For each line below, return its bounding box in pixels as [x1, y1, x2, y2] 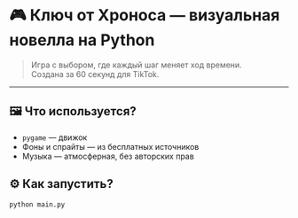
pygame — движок [21, 132, 88, 143]
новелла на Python [9, 30, 155, 51]
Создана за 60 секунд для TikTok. [30, 68, 160, 79]
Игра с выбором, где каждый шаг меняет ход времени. [30, 59, 242, 70]
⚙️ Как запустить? [9, 176, 114, 191]
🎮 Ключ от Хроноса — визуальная [9, 5, 280, 26]
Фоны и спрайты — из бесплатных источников [21, 141, 200, 152]
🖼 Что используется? [9, 104, 137, 119]
